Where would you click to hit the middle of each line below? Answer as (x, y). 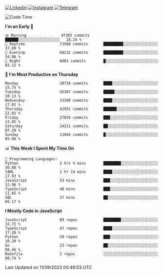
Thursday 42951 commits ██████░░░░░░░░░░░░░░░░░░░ (82, 109)
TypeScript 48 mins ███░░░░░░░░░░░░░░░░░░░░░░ (82, 189)
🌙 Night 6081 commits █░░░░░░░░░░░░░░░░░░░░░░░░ (82, 61)
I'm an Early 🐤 (19, 26)
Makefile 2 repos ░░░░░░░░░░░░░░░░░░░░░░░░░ (82, 254)
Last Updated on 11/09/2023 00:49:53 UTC (48, 267)
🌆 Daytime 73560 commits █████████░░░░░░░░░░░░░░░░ (82, 44)
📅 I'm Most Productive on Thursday (42, 74)
